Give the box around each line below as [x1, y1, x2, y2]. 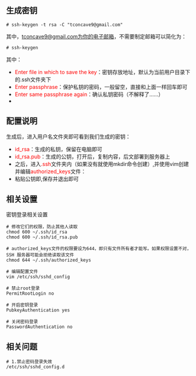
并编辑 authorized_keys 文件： [14, 168, 86, 175]
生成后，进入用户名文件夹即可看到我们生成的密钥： [6, 133, 131, 140]
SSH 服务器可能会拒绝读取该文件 [6, 252, 75, 258]
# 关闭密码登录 [6, 319, 38, 325]
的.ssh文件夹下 [14, 76, 52, 83]
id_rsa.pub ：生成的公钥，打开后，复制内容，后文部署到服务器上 [14, 153, 171, 160]
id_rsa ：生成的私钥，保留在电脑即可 [14, 145, 102, 152]
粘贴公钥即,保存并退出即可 [14, 175, 79, 182]
